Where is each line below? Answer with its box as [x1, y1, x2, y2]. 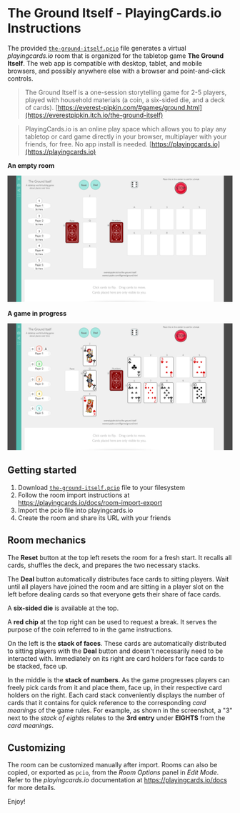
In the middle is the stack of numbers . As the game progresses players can [7, 675, 230, 684]
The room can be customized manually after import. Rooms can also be [7, 761, 218, 769]
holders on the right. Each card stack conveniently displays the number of [7, 691, 225, 699]
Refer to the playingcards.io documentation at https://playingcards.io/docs [7, 776, 227, 784]
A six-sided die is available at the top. [7, 604, 119, 612]
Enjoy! [7, 797, 26, 806]
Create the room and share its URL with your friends [17, 513, 171, 522]
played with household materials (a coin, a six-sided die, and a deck [24, 95, 225, 104]
